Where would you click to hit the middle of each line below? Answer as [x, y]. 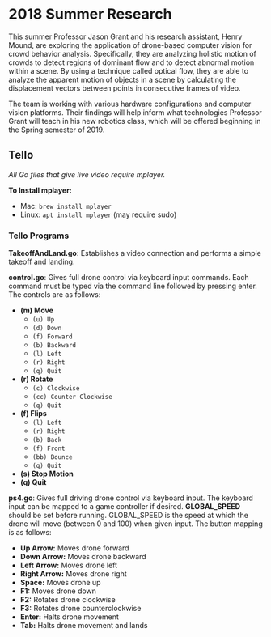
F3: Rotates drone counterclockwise [80, 609]
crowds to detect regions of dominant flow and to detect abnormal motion [131, 62]
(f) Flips [33, 414]
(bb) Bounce [52, 457]
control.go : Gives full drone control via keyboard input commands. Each [129, 278]
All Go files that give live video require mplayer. [87, 174]
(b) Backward [54, 346]
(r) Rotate [36, 379]
